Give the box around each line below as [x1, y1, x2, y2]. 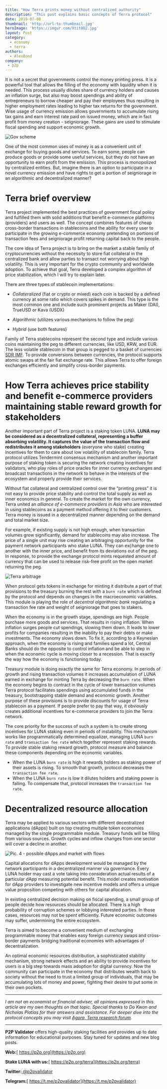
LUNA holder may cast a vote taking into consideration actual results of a [5, 870, 155, 877]
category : [5, 35, 26, 40]
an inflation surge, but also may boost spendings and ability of [5, 93, 133, 99]
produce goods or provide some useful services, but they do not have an [5, 154, 155, 160]
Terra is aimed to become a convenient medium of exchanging [5, 927, 133, 933]
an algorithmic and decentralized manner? [5, 175, 92, 181]
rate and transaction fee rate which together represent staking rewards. [5, 739, 157, 745]
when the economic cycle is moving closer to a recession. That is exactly [5, 651, 155, 657]
